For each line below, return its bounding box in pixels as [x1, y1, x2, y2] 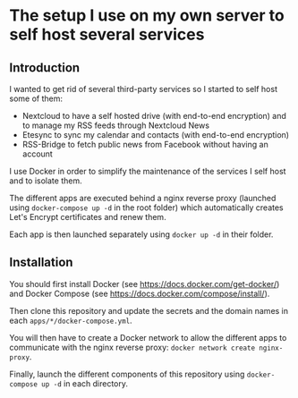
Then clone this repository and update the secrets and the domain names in [9, 305, 289, 316]
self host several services [9, 24, 205, 45]
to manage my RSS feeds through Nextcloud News [21, 120, 210, 131]
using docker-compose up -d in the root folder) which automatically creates [9, 202, 284, 213]
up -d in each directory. [41, 377, 128, 389]
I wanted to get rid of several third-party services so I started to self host [9, 84, 277, 94]
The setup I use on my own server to [9, 5, 285, 26]
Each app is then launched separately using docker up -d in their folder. [9, 229, 274, 240]
